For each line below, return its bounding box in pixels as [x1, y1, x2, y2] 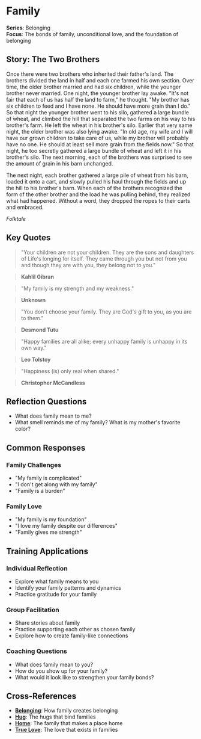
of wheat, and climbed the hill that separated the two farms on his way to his [6, 115, 196, 122]
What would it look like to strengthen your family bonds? [14, 673, 154, 681]
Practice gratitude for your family [14, 591, 97, 598]
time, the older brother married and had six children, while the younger [6, 83, 181, 90]
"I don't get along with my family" [14, 481, 98, 488]
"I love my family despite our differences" [14, 522, 118, 530]
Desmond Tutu [20, 326, 59, 333]
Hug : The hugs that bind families [14, 713, 96, 720]
